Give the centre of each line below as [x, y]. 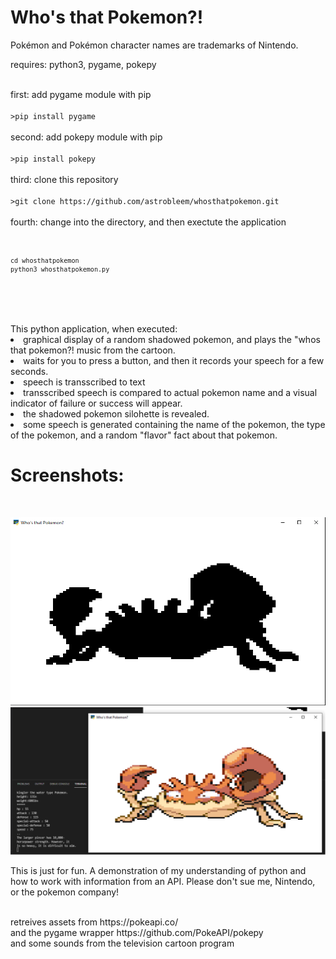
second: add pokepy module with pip [86, 137]
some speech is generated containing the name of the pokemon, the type [174, 424]
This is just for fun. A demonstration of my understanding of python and [158, 871]
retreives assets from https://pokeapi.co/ [94, 922]
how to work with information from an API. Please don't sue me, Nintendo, [163, 882]
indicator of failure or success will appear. [96, 403]
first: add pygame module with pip [81, 94]
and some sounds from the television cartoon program [122, 943]
